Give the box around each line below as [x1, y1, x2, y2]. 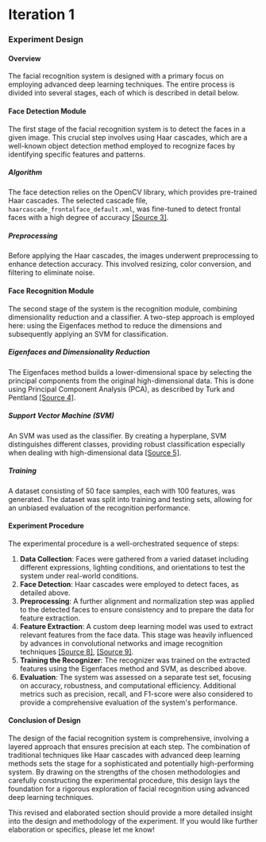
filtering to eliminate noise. [8, 268, 95, 277]
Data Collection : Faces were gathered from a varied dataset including [19, 554, 249, 563]
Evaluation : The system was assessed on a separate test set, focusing [19, 672, 252, 682]
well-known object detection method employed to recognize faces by [8, 141, 236, 150]
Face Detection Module [8, 106, 87, 116]
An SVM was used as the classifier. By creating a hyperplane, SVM [8, 431, 227, 440]
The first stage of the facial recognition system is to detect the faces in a [8, 124, 246, 133]
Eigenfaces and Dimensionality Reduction [8, 347, 151, 357]
